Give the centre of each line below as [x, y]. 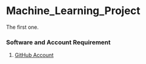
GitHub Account [34, 55]
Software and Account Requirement [58, 42]
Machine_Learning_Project [73, 11]
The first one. [23, 27]
